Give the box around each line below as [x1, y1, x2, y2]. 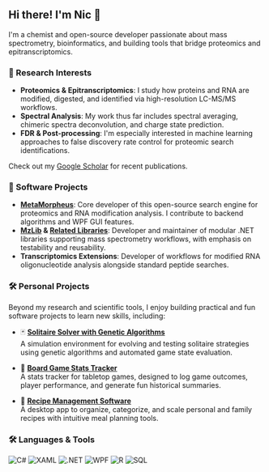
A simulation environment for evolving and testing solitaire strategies [19, 338, 250, 348]
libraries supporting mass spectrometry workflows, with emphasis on [19, 234, 252, 244]
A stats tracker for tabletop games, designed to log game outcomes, [19, 372, 249, 381]
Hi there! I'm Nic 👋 [8, 8, 101, 22]
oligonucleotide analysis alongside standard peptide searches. [19, 260, 229, 270]
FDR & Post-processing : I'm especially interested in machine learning [19, 129, 254, 138]
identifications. [19, 146, 70, 155]
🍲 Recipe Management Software [19, 396, 132, 406]
